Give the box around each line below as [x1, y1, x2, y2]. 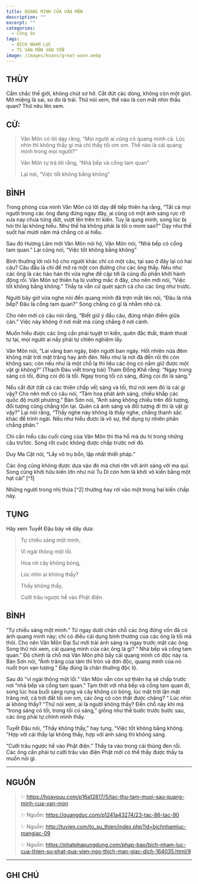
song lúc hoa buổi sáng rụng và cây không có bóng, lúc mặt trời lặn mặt [6, 688, 180, 695]
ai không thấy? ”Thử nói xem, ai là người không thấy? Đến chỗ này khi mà [6, 700, 184, 708]
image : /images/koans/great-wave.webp [6, 53, 101, 58]
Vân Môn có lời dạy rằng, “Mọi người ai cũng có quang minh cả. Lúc [20, 135, 186, 142]
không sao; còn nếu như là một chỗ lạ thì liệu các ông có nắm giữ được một [6, 360, 189, 367]
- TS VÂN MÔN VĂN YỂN [11, 47, 65, 53]
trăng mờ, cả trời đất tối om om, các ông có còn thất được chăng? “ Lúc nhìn [6, 694, 192, 701]
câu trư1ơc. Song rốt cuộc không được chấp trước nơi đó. [6, 439, 145, 446]
